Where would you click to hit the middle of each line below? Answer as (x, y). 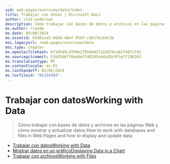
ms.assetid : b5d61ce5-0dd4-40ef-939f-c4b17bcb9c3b (60, 38)
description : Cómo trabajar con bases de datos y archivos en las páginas (86, 24)
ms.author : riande (25, 29)
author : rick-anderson (29, 19)
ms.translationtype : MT (30, 61)
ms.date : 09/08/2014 (27, 33)
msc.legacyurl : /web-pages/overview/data (50, 43)
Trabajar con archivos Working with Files (54, 156)
